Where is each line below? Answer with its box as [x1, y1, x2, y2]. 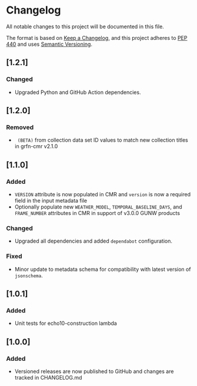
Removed [6, 123, 34, 131]
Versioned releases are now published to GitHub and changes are [14, 368, 174, 375]
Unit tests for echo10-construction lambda [14, 320, 118, 327]
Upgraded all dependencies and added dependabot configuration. [14, 237, 172, 244]
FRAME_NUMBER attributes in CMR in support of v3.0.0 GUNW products [14, 210, 181, 216]
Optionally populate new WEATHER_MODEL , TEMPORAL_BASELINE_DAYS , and [14, 203, 182, 210]
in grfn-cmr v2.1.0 [14, 143, 58, 150]
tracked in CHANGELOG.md [14, 374, 82, 381]
